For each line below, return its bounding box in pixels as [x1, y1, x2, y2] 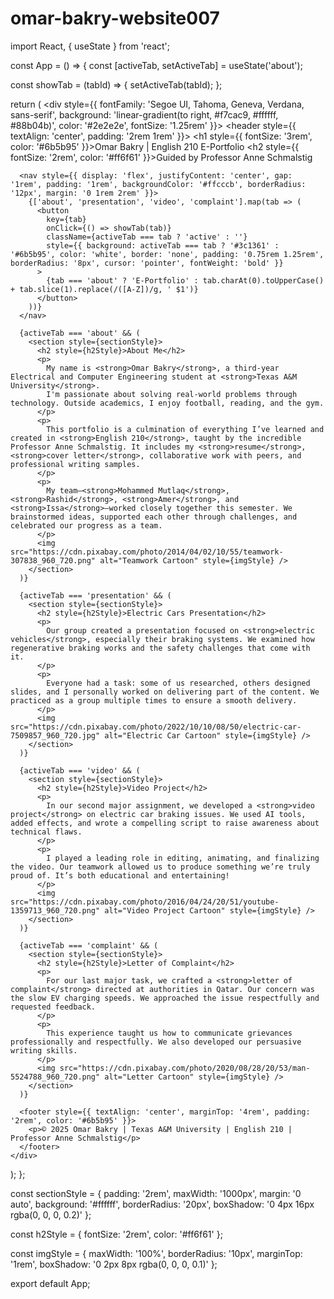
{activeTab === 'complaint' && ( [19, 940, 159, 951]
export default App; [10, 1277, 91, 1289]
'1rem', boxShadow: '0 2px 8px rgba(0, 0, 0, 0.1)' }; [10, 1258, 218, 1270]
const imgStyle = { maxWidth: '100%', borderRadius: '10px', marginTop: [10, 1247, 303, 1259]
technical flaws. [10, 827, 83, 837]
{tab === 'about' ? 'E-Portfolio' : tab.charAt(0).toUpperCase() [46, 275, 325, 286]
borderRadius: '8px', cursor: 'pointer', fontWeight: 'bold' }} [10, 258, 284, 268]
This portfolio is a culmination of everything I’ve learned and [46, 424, 325, 434]
